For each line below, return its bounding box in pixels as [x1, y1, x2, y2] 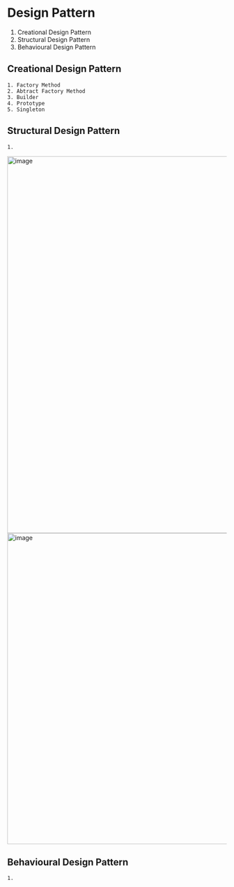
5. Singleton [7, 106, 45, 113]
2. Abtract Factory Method [7, 87, 86, 95]
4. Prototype [7, 100, 45, 107]
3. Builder [7, 94, 39, 100]
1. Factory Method [7, 82, 61, 89]
